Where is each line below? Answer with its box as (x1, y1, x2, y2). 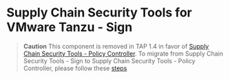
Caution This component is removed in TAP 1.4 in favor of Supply (23, 42, 209, 50)
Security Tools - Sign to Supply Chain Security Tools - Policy (23, 56, 196, 65)
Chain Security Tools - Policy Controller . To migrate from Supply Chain (23, 49, 223, 58)
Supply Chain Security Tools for (6, 5, 192, 21)
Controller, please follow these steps (23, 64, 127, 72)
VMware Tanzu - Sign (6, 19, 133, 35)
